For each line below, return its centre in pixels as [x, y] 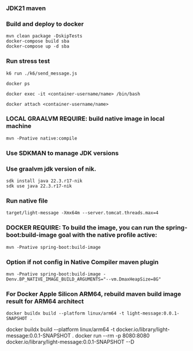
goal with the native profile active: [107, 235]
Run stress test [28, 61]
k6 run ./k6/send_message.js [42, 73]
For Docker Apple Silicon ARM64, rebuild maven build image [94, 293]
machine [19, 126]
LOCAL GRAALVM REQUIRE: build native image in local [85, 119]
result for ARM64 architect [45, 301]
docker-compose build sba [38, 41]
